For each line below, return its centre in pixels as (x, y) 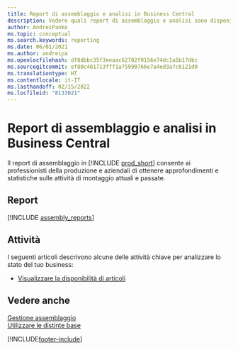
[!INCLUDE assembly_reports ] (51, 217)
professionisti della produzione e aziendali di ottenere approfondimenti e (113, 170)
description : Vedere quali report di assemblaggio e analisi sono (107, 21)
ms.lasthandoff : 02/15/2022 (49, 87)
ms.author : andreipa (38, 54)
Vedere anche (39, 301)
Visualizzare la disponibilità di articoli (72, 278)
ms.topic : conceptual (39, 34)
